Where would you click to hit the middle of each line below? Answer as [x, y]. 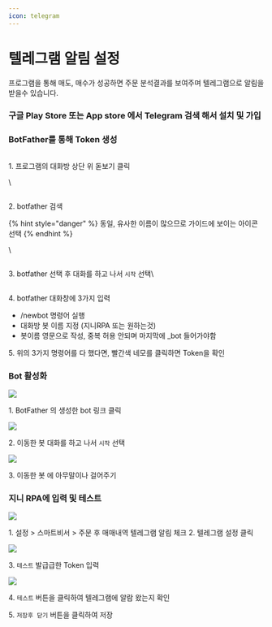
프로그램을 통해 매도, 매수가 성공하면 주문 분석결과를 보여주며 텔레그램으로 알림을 [136, 83]
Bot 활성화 [28, 376]
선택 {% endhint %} [41, 233]
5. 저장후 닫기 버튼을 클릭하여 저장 [61, 615]
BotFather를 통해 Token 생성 [63, 140]
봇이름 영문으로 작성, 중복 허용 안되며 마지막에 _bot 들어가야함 [118, 335]
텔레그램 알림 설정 [64, 58]
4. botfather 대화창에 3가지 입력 [60, 298]
